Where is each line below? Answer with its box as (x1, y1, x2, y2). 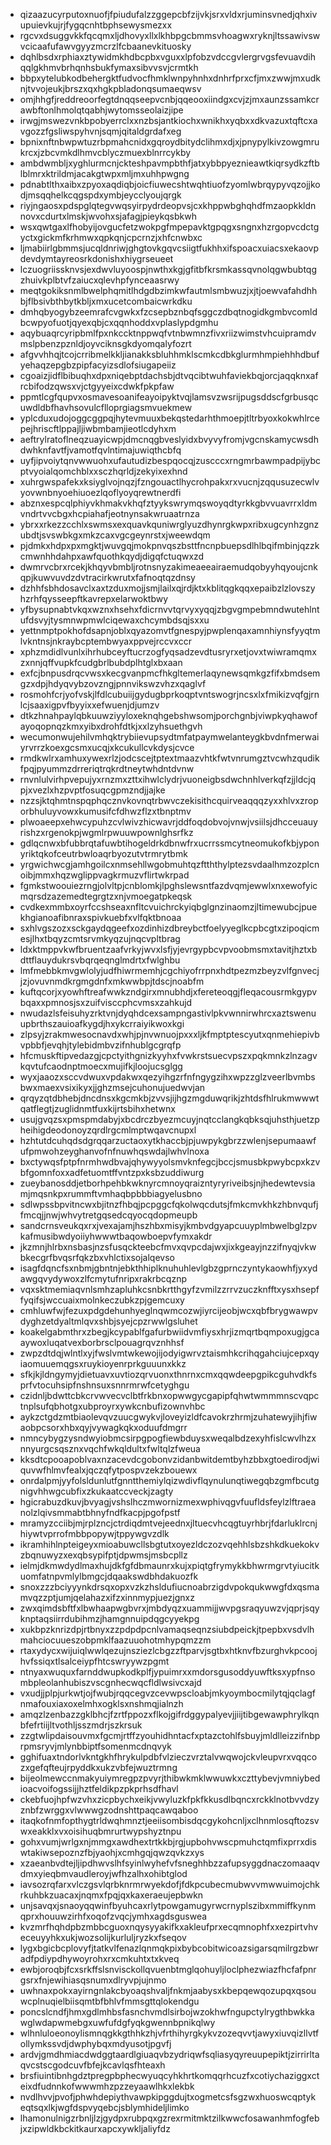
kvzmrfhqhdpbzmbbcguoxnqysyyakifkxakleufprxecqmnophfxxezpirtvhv (19, 1921, 319, 1933)
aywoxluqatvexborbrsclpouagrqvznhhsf (19, 1337, 185, 1348)
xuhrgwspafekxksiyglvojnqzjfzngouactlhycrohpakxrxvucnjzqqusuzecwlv (19, 476, 320, 488)
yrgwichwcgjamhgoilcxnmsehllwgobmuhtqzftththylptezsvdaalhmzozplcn (19, 859, 320, 870)
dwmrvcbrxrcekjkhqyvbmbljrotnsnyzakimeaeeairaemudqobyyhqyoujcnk (19, 561, 319, 573)
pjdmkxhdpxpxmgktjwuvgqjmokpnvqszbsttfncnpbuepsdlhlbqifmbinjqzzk (19, 540, 320, 551)
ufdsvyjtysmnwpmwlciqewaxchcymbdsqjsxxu (19, 614, 210, 626)
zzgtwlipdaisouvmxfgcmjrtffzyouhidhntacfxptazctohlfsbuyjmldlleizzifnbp (19, 1730, 321, 1741)
